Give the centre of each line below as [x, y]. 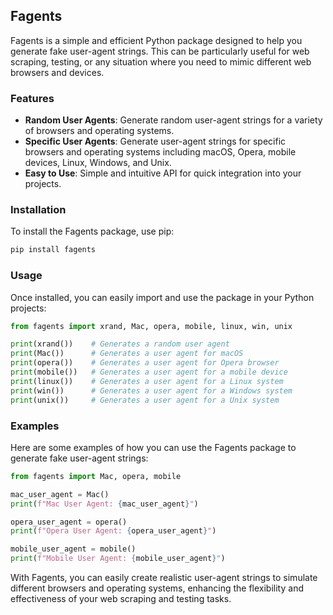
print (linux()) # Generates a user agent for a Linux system [147, 381]
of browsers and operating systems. [99, 131]
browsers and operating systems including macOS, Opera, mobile [160, 152]
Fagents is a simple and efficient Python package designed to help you [156, 40]
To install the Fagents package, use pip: [92, 231]
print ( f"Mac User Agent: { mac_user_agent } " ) [104, 504]
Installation [38, 210]
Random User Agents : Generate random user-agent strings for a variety [173, 120]
